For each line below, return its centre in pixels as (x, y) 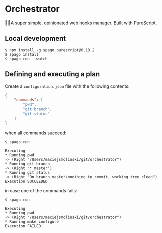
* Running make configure (32, 222)
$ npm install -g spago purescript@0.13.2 (50, 50)
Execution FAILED (23, 226)
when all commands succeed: (36, 133)
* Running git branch (28, 164)
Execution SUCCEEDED (27, 181)
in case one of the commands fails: (41, 190)
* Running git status (28, 173)
